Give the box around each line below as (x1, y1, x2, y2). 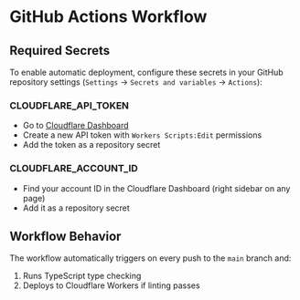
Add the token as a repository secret (22, 140, 161, 150)
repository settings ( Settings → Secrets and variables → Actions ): (9, 77, 262, 88)
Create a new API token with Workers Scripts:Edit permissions (22, 129, 262, 140)
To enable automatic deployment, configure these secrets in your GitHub (9, 67, 284, 78)
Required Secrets (9, 43, 111, 58)
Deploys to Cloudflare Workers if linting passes (22, 280, 200, 291)
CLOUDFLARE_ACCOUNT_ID (9, 162, 139, 175)
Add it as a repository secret (22, 202, 130, 213)
